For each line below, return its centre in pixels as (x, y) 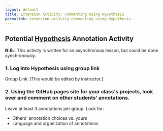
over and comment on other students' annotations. (67, 98)
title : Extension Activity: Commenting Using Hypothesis (65, 14)
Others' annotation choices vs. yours (49, 118)
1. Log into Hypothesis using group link (52, 68)
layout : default (22, 10)
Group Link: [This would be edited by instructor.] (54, 79)
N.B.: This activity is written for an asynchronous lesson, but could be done (82, 51)
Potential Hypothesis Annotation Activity (69, 39)
